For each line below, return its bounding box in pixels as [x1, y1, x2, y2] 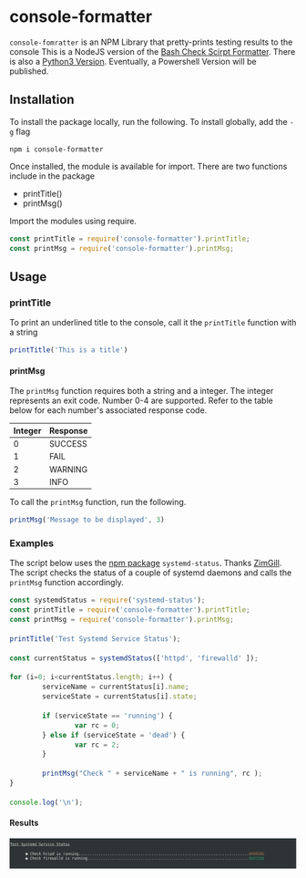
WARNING [48, 463, 88, 475]
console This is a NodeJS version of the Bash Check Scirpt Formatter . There [9, 46, 296, 57]
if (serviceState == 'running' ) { [42, 711, 173, 720]
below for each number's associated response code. [9, 405, 208, 416]
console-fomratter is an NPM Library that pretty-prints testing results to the [9, 36, 293, 47]
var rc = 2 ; [74, 740, 120, 749]
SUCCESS [48, 439, 88, 449]
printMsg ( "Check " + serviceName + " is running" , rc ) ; [42, 769, 262, 779]
